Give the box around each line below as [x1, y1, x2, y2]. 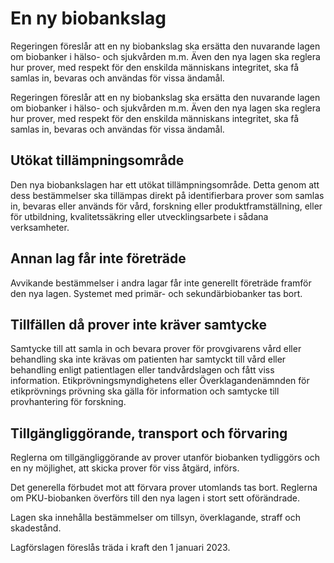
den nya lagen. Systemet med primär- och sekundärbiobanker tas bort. [10, 287, 303, 299]
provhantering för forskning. [10, 396, 127, 408]
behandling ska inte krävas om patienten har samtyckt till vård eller [10, 353, 287, 366]
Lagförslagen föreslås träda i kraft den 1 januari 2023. [10, 542, 231, 554]
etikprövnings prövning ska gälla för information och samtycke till [10, 385, 280, 397]
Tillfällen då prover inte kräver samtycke [10, 316, 267, 333]
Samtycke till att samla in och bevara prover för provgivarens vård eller [10, 343, 302, 355]
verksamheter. [10, 221, 70, 233]
